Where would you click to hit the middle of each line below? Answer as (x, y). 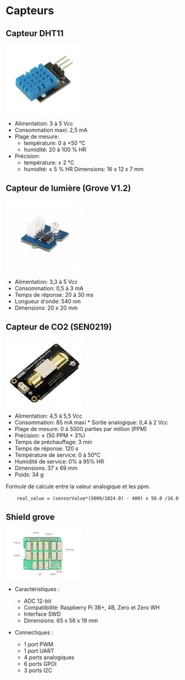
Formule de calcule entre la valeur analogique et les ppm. (78, 486)
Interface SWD (42, 614)
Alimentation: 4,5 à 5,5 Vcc (48, 416)
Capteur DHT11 (35, 33)
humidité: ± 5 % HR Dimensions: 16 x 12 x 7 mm (84, 169)
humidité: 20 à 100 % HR (55, 150)
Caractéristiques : (37, 589)
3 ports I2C (38, 670)
